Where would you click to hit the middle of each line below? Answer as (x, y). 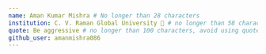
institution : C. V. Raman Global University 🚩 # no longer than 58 (122, 23)
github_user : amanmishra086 (55, 38)
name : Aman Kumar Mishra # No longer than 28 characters (104, 15)
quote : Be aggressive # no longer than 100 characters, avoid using (123, 30)
